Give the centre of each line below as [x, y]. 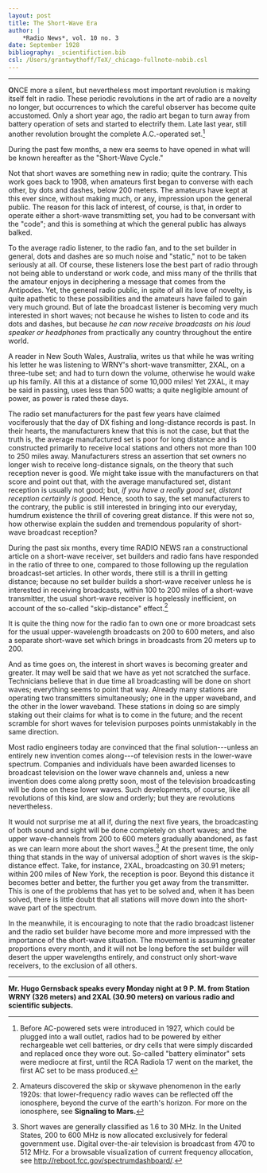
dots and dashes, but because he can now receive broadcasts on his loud [130, 324]
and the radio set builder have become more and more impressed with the [130, 931]
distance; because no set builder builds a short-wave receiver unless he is [130, 581]
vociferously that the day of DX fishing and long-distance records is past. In [132, 422]
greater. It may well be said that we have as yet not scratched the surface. [129, 672]
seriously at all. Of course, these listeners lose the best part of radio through [133, 264]
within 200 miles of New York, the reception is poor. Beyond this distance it [131, 874]
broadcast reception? [62, 532]
